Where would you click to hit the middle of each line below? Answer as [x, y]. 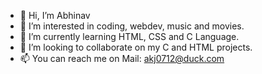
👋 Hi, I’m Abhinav [55, 15]
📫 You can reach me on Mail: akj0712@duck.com [122, 58]
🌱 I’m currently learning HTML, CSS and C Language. [129, 36]
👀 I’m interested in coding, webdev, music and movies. [132, 26]
